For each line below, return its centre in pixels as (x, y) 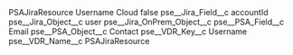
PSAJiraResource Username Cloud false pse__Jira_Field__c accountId (138, 12)
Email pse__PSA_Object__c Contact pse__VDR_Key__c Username (128, 32)
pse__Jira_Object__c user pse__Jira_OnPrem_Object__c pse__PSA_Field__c (146, 22)
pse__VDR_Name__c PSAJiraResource (79, 41)
